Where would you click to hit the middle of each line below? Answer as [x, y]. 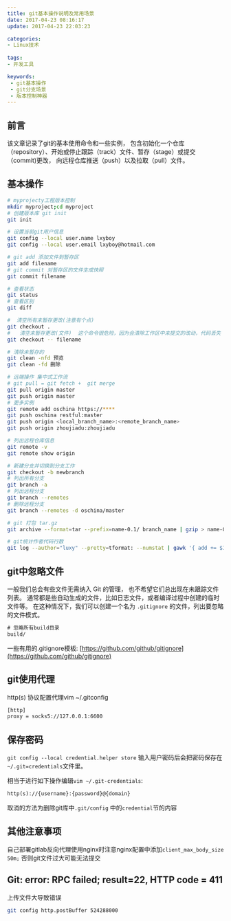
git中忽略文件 [35, 571]
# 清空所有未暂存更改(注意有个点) [51, 320]
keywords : [21, 76]
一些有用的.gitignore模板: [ [45, 648]
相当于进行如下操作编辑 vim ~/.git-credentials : [75, 781]
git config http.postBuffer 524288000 [63, 910]
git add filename [32, 263]
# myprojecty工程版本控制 [41, 200]
